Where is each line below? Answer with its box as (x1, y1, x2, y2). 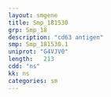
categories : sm (8, 77, 58, 84)
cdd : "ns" (8, 63, 41, 70)
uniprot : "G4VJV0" (8, 48, 68, 56)
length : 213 (8, 56, 55, 63)
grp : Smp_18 (8, 26, 47, 34)
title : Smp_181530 (8, 19, 68, 27)
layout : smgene (8, 11, 58, 20)
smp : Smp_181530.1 (8, 41, 68, 48)
